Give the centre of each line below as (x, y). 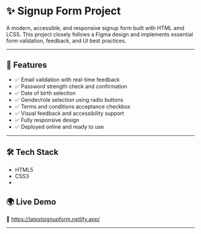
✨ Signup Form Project (64, 11)
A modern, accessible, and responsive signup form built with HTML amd (95, 28)
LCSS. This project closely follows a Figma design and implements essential (100, 34)
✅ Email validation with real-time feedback (67, 80)
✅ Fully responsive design (47, 120)
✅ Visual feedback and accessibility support (69, 113)
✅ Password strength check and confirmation (71, 86)
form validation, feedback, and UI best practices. (66, 41)
